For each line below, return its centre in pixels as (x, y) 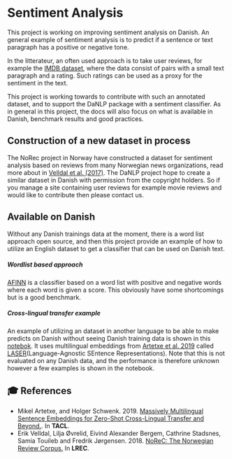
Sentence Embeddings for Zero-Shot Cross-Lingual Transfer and (111, 418)
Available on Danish (51, 217)
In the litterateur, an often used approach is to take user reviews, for (105, 60)
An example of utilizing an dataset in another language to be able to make (113, 331)
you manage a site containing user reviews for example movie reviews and (115, 188)
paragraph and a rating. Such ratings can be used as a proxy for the (105, 76)
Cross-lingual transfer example (54, 313)
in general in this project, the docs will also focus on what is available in (110, 111)
